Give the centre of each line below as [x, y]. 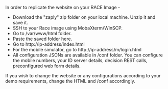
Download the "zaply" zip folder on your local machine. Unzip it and [84, 17]
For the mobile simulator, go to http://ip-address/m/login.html [77, 50]
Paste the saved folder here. [42, 39]
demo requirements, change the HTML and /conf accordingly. [70, 81]
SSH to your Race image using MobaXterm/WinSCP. [68, 28]
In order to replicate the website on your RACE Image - [63, 7]
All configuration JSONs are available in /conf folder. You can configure [88, 55]
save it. [20, 23]
